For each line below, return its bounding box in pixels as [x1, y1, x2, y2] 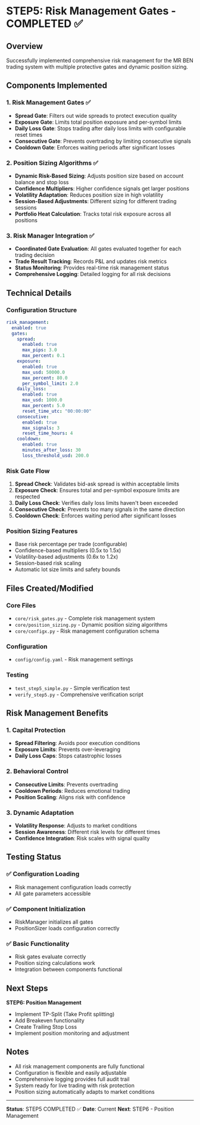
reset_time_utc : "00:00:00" [21, 408, 92, 414]
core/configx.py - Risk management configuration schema [14, 627, 160, 634]
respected [14, 493, 40, 500]
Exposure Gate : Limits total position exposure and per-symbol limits [14, 118, 182, 125]
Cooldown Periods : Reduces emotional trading [14, 787, 130, 794]
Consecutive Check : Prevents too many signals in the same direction [14, 506, 186, 513]
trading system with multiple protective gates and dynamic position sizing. [6, 63, 189, 70]
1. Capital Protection [6, 726, 65, 734]
